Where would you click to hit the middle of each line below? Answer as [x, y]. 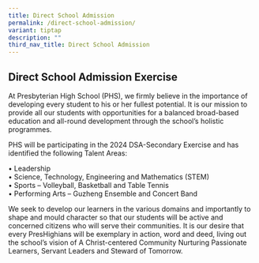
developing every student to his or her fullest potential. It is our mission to [128, 104]
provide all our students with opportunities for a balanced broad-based [124, 112]
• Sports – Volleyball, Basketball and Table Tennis [89, 185]
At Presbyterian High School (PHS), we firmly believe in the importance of [128, 96]
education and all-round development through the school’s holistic [116, 121]
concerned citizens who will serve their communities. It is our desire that [126, 225]
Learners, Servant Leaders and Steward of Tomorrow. [96, 250]
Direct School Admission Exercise [93, 77]
